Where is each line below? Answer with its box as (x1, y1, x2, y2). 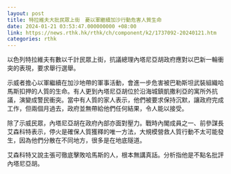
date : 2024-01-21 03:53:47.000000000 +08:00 (7, 23, 137, 30)
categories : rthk (7, 36, 57, 43)
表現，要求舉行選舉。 (19, 64, 80, 72)
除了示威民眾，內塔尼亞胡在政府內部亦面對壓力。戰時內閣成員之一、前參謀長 (7, 119, 224, 127)
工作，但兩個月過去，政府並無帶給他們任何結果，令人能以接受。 (7, 105, 188, 113)
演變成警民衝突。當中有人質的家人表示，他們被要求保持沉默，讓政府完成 (19, 96, 224, 104)
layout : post (7, 10, 45, 17)
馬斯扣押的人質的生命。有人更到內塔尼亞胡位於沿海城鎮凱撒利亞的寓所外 (7, 87, 212, 96)
